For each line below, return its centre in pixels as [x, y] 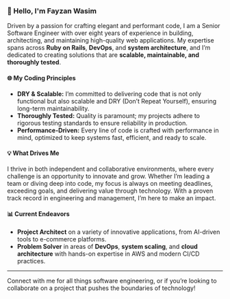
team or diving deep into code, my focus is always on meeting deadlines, [110, 183]
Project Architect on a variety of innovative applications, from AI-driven [118, 232]
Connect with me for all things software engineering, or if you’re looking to [112, 280]
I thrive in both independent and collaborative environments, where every [111, 169]
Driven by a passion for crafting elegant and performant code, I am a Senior [114, 26]
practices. [31, 261]
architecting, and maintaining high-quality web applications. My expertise [111, 40]
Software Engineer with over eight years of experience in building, [100, 33]
